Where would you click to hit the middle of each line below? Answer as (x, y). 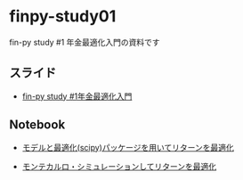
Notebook (37, 125)
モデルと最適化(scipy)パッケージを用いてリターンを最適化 (128, 147)
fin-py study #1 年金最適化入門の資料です (85, 42)
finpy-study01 (63, 16)
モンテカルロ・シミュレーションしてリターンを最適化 (119, 166)
